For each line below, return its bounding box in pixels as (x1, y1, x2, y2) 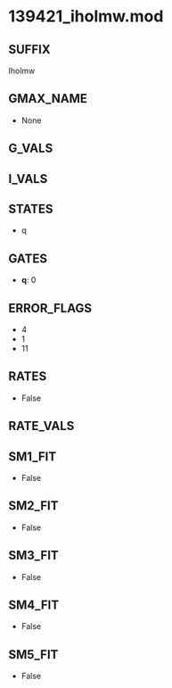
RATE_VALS (8, 419, 75, 434)
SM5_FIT (8, 647, 59, 662)
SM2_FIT (8, 498, 59, 514)
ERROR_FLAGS (8, 301, 93, 316)
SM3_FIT (8, 548, 59, 563)
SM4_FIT (8, 598, 60, 613)
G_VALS (8, 141, 53, 156)
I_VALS (8, 171, 48, 187)
